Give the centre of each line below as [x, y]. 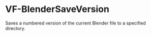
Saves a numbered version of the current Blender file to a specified [75, 23]
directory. [15, 28]
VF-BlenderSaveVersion [57, 9]
